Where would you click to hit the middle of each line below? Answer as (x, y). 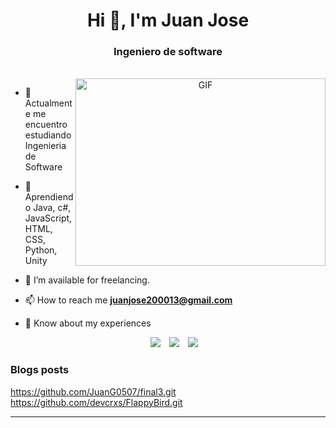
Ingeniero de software (168, 52)
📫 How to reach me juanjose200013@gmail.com (128, 300)
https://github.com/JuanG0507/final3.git (93, 391)
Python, (41, 250)
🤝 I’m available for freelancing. (87, 280)
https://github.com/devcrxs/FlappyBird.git (96, 402)
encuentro (46, 125)
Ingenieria (45, 146)
